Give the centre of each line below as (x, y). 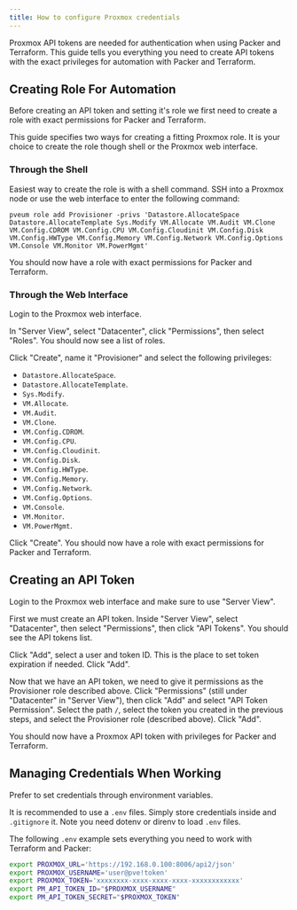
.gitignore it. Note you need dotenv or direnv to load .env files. (125, 821)
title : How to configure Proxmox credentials (94, 17)
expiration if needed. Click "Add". (70, 664)
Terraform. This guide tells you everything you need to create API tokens (142, 52)
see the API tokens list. (51, 637)
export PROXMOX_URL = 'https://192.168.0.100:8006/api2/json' (123, 864)
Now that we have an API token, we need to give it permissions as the (137, 681)
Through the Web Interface (69, 294)
